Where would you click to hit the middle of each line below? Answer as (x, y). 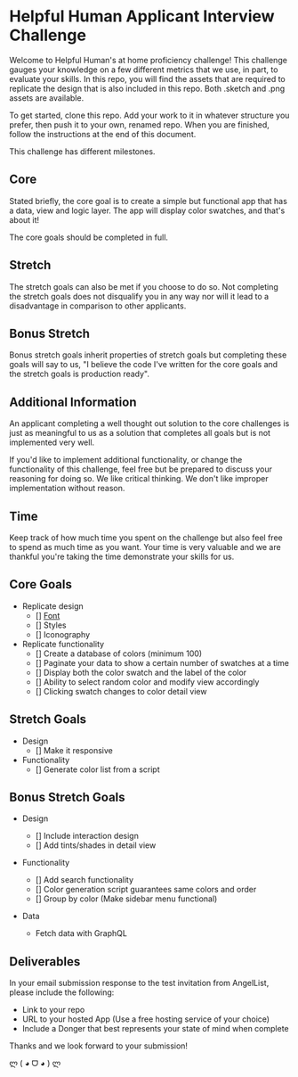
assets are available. (47, 98)
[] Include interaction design (87, 836)
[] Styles (51, 625)
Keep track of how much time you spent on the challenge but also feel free (146, 538)
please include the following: (62, 992)
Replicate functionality (63, 644)
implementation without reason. (67, 489)
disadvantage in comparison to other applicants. (98, 306)
